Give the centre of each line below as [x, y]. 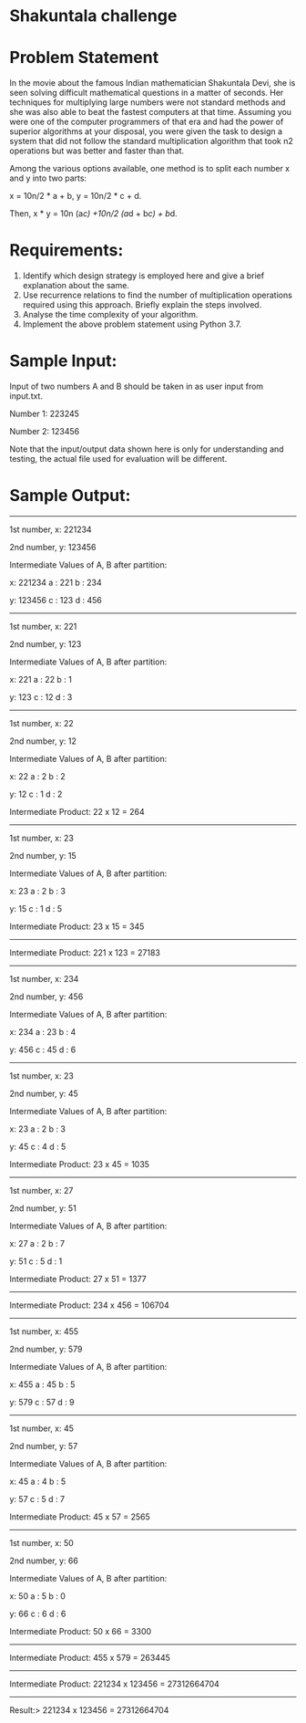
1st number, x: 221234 [51, 529]
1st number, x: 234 [44, 978]
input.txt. [26, 396]
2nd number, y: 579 [46, 1349]
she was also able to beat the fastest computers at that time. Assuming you [151, 112]
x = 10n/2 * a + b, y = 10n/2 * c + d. [76, 196]
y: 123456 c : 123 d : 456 [56, 600]
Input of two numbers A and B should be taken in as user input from [137, 386]
